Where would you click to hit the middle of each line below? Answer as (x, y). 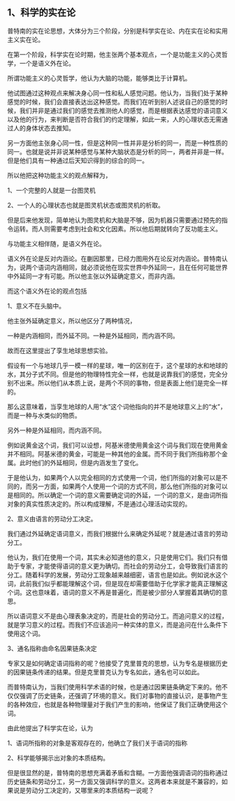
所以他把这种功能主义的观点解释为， (59, 175)
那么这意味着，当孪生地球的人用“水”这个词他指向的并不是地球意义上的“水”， (117, 406)
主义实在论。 (26, 39)
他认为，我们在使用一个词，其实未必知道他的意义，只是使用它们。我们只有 (114, 557)
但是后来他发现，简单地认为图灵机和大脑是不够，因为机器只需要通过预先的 (114, 220)
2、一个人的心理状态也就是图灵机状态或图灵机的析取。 (86, 205)
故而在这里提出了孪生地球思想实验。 (59, 350)
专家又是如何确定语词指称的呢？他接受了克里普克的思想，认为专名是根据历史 (117, 663)
